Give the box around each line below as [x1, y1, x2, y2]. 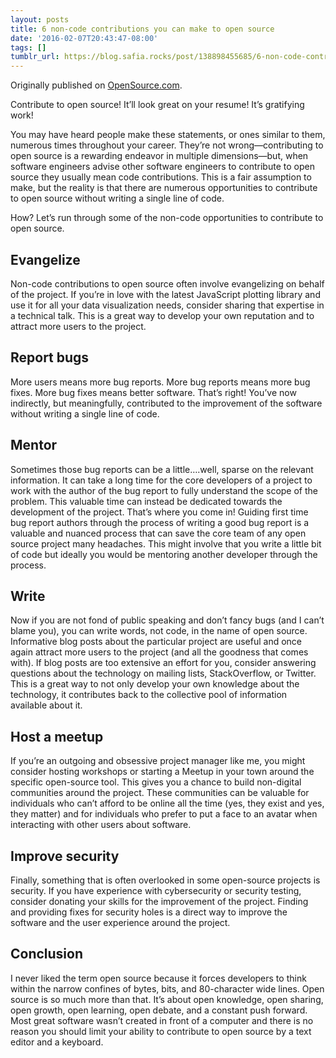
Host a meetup [10, 728, 104, 745]
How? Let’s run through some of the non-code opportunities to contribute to [10, 212, 324, 224]
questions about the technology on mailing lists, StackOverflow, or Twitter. [10, 667, 317, 680]
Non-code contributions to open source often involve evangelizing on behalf [10, 277, 325, 290]
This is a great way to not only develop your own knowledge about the [10, 678, 300, 690]
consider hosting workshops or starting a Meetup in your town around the [10, 766, 315, 778]
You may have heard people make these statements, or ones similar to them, [10, 129, 326, 141]
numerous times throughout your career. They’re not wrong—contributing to [10, 139, 324, 151]
